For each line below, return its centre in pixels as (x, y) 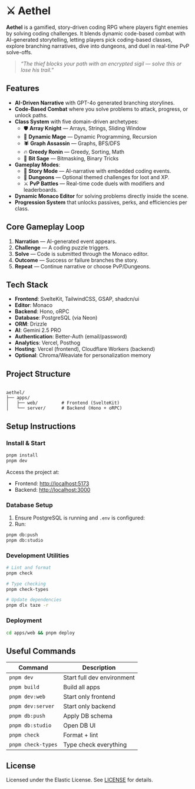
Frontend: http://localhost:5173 (52, 483)
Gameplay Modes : (37, 165)
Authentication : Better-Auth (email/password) (71, 337)
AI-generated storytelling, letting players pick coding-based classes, (89, 40)
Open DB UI (79, 725)
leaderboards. (40, 189)
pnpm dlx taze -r (27, 606)
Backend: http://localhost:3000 (52, 489)
